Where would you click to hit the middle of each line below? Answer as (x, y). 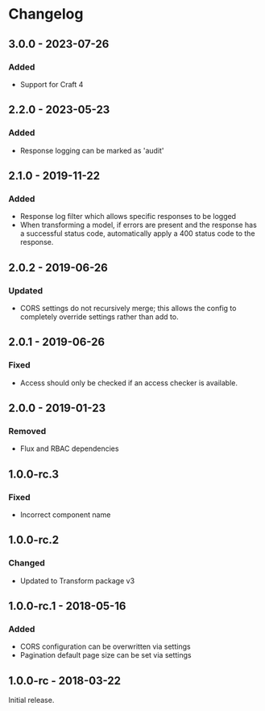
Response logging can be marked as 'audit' (92, 150)
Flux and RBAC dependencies (69, 448)
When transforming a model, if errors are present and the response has (139, 225)
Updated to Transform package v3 (77, 581)
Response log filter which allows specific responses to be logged (128, 217)
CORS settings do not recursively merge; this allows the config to (128, 308)
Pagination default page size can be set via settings (106, 655)
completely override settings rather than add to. (99, 317)
